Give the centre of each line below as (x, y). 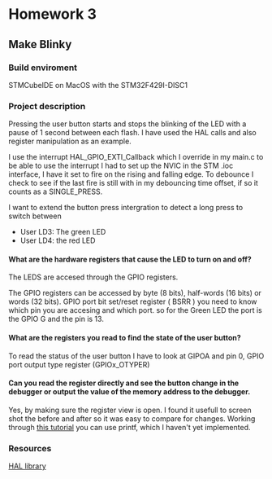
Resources (30, 448)
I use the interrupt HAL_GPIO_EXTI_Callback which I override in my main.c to (136, 157)
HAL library (27, 466)
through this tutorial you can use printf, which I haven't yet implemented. (130, 427)
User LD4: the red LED (58, 240)
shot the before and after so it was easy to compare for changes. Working (132, 418)
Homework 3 (53, 14)
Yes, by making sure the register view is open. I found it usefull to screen (130, 410)
